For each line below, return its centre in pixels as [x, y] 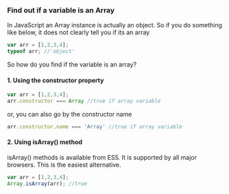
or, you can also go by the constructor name [70, 114]
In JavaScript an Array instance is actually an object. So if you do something [115, 25]
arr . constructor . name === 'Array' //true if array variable [95, 127]
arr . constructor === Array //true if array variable [84, 101]
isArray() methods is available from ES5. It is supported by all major [102, 158]
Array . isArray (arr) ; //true [47, 184]
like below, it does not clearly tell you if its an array [79, 32]
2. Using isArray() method [45, 142]
